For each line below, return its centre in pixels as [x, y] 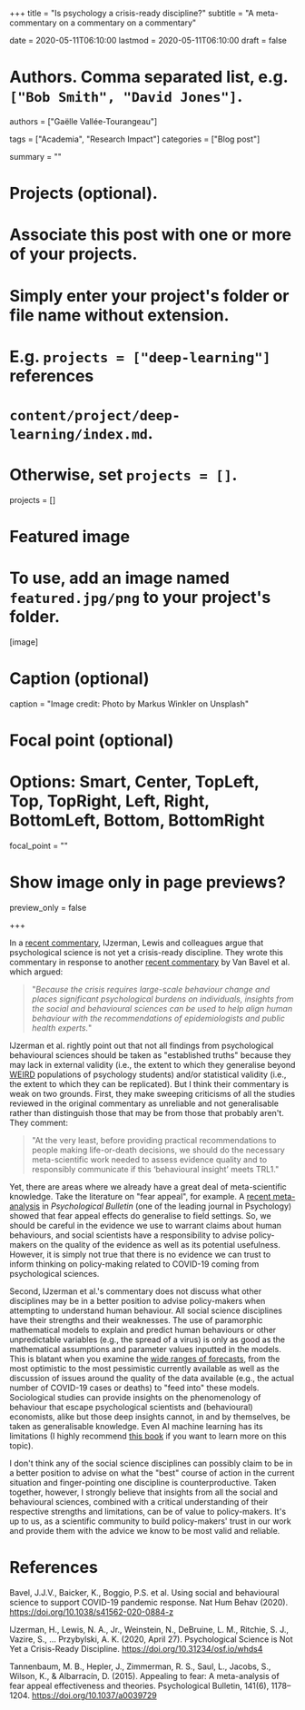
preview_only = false [48, 907]
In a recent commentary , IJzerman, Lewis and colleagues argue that [137, 943]
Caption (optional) [79, 679]
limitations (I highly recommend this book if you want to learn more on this [148, 1436]
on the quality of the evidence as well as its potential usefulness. [160, 1244]
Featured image [69, 537]
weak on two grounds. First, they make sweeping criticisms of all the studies [152, 1093]
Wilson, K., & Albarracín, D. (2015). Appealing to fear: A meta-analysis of [144, 1675]
